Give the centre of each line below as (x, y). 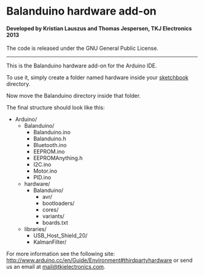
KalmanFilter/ (50, 242)
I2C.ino (42, 165)
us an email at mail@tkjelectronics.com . (56, 267)
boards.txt (55, 223)
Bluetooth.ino (50, 145)
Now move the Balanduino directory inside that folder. (73, 96)
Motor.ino (45, 171)
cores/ (50, 210)
